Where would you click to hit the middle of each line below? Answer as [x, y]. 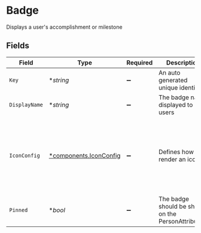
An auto [169, 72]
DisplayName [26, 105]
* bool [57, 210]
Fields [18, 46]
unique [168, 87]
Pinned [19, 210]
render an [172, 159]
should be [172, 206]
